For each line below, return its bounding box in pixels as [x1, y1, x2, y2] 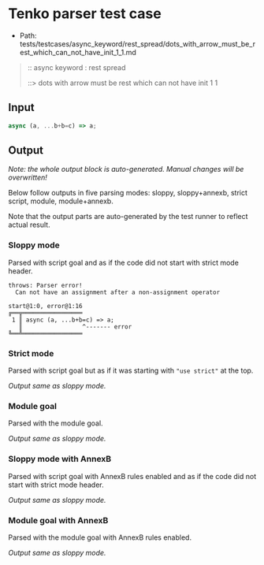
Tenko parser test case [8, 5, 162, 23]
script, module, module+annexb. [8, 196, 114, 206]
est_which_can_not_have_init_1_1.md [19, 47, 136, 57]
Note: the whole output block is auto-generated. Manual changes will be [8, 165, 244, 174]
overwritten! [8, 173, 47, 182]
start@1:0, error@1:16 [8, 302, 83, 310]
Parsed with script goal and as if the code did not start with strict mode [8, 258, 239, 267]
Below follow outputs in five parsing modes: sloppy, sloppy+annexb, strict [8, 188, 248, 198]
